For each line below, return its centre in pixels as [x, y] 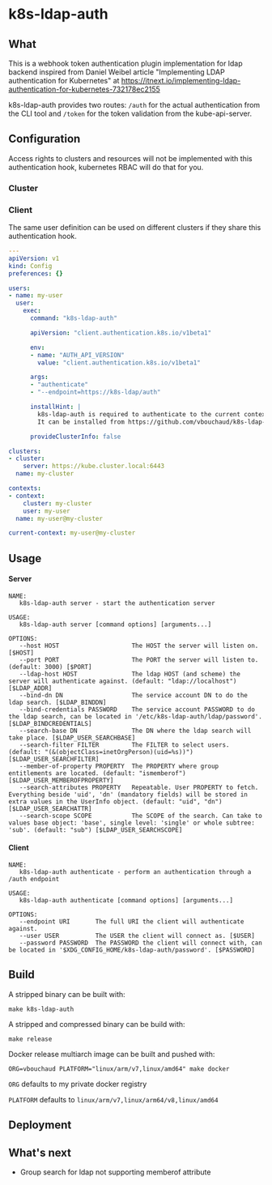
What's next [40, 1152]
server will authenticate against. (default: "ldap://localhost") [123, 681]
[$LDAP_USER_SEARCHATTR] [50, 808]
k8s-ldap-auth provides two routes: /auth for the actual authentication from [134, 105]
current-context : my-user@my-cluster [72, 533]
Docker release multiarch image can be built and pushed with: [112, 1054]
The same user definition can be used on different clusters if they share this [135, 228]
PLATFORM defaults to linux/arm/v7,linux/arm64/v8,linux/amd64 [113, 1099]
